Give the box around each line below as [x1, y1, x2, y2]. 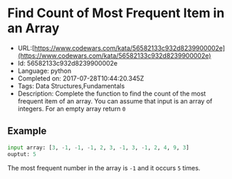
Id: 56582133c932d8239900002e [17, 58, 118, 67]
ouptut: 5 [7, 150, 37, 158]
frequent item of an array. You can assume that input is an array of [17, 96, 213, 105]
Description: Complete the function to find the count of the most [17, 89, 206, 98]
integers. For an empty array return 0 [17, 104, 126, 113]
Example [7, 125, 47, 137]
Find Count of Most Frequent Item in [7, 5, 225, 21]
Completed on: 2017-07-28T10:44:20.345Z [17, 73, 144, 83]
